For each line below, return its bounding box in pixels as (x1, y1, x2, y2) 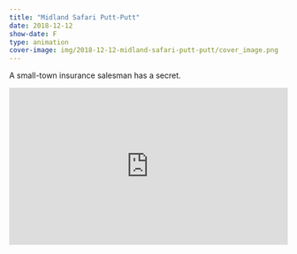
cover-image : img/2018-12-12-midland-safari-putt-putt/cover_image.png (9, 46, 278, 55)
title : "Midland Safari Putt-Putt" (9, 12, 141, 22)
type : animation (9, 37, 69, 47)
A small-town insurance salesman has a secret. (9, 70, 181, 81)
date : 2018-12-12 (9, 21, 73, 30)
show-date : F (9, 29, 57, 38)
